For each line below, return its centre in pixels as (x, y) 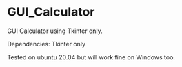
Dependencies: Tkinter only (47, 44)
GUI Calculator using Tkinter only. (55, 31)
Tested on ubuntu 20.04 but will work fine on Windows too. (91, 57)
